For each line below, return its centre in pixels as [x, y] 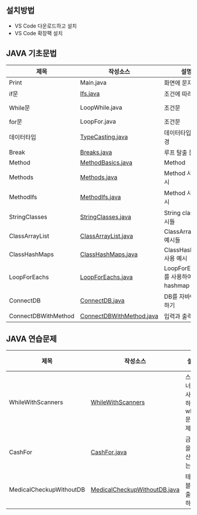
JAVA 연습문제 [31, 339]
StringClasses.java [106, 217]
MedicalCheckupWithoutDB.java [135, 490]
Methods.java [99, 177]
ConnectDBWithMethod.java [119, 316]
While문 [20, 107]
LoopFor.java [98, 121]
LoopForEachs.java [106, 277]
